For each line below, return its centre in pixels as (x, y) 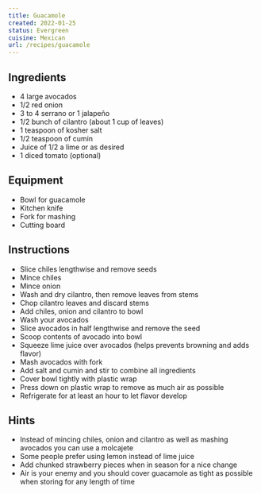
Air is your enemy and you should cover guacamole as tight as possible (136, 473)
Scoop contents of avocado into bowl (81, 336)
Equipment (36, 181)
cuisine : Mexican (37, 38)
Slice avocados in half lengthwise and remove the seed (110, 328)
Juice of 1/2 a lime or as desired (72, 147)
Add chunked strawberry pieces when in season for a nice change (129, 465)
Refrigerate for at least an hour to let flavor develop (104, 396)
